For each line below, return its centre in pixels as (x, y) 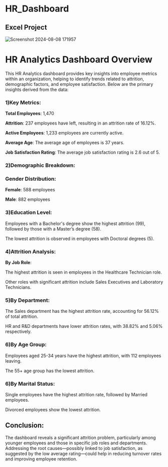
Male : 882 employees (28, 199)
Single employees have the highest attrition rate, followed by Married (76, 394)
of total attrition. (22, 316)
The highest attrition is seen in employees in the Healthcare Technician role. (83, 272)
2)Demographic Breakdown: (40, 165)
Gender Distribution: (31, 179)
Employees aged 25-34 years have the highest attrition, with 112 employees (83, 356)
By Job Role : (18, 263)
